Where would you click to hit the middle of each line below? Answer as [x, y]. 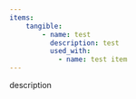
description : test [84, 43]
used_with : [70, 51]
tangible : [44, 26]
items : [22, 18]
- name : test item [92, 59]
